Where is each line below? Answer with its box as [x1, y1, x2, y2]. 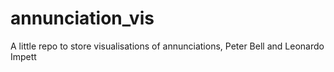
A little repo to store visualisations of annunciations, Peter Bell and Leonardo [10, 40, 325, 52]
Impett [10, 50, 37, 62]
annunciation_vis [10, 7, 155, 30]
